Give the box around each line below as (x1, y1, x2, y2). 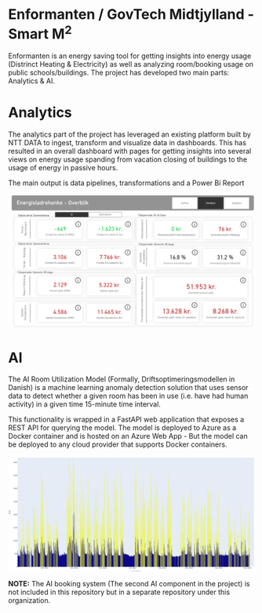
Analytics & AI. (8, 76, 56, 86)
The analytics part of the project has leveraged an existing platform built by (8, 130, 251, 139)
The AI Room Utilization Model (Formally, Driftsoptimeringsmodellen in (8, 374, 235, 384)
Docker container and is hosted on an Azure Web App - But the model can (8, 432, 249, 441)
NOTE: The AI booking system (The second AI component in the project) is (8, 578, 250, 588)
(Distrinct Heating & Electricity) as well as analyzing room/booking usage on (8, 60, 253, 69)
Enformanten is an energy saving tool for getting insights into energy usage (8, 51, 252, 60)
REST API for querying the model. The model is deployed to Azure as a (8, 423, 237, 432)
